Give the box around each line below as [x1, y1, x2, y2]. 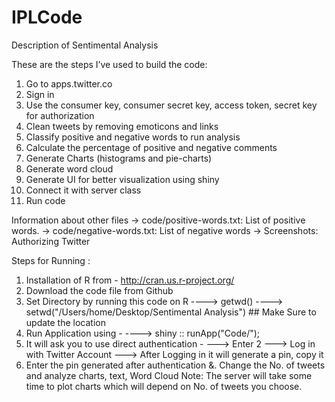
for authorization [25, 109, 95, 121]
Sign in [25, 88, 55, 100]
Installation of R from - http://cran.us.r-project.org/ [25, 274, 235, 286]
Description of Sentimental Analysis [11, 39, 159, 51]
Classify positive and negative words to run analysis [25, 131, 241, 143]
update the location [25, 316, 106, 328]
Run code [25, 194, 66, 206]
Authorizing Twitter [11, 235, 91, 247]
